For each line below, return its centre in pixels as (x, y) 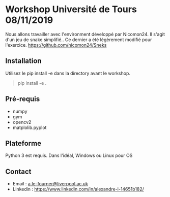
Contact (18, 171)
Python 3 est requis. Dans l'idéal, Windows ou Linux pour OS (69, 155)
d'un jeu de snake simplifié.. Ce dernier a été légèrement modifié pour (79, 40)
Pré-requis (23, 99)
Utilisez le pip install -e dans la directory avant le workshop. (68, 73)
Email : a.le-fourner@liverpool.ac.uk (50, 184)
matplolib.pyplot (30, 127)
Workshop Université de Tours (71, 9)
